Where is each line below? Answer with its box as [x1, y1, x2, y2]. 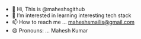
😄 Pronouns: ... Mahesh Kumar [11, 27, 88, 34]
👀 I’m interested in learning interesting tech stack [11, 12, 132, 19]
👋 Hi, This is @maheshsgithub [11, 6, 85, 12]
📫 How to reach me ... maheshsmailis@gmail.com [11, 18, 135, 25]
